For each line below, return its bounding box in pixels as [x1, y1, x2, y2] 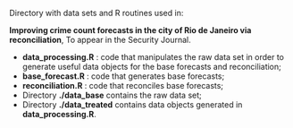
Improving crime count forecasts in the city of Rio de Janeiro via [9, 25, 252, 35]
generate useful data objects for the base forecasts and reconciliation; [21, 62, 281, 72]
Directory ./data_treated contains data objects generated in [21, 99, 243, 110]
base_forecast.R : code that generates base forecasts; [21, 71, 225, 81]
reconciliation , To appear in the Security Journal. [9, 35, 191, 45]
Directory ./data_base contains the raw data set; [21, 90, 203, 100]
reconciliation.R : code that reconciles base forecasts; [21, 81, 224, 90]
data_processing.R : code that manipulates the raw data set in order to [21, 52, 284, 62]
